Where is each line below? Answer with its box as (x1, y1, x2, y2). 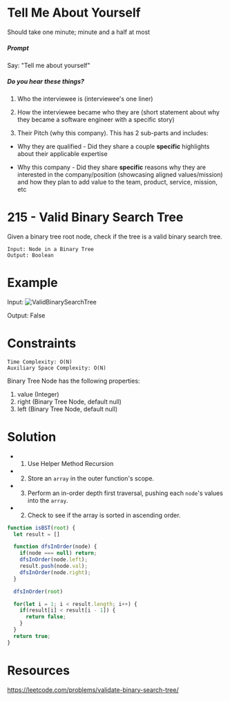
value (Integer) (17, 390, 60, 398)
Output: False (7, 311, 46, 320)
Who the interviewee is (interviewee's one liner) (17, 94, 153, 103)
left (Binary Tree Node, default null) (17, 404, 118, 413)
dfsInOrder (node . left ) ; (19, 556, 88, 563)
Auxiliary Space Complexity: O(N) (7, 364, 107, 372)
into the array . (27, 496, 68, 504)
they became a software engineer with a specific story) (17, 115, 175, 123)
